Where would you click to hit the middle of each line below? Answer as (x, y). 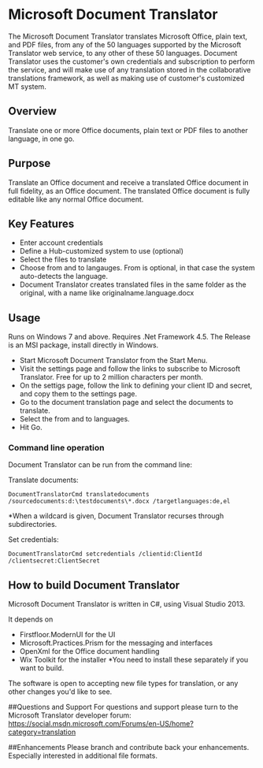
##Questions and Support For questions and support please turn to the (123, 707)
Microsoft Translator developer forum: (70, 715)
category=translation (42, 732)
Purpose (30, 163)
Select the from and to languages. (74, 419)
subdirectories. (33, 525)
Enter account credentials (61, 243)
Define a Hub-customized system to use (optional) (101, 251)
